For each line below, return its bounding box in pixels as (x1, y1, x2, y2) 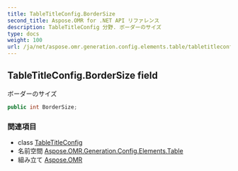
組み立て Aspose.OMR (17, 155, 83, 164)
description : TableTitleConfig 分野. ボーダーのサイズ (7, 23, 161, 31)
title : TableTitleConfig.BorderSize (7, 10, 115, 18)
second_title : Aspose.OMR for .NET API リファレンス (7, 17, 160, 24)
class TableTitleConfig (17, 138, 83, 146)
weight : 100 (7, 37, 42, 44)
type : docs (7, 30, 40, 38)
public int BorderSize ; (7, 104, 78, 111)
